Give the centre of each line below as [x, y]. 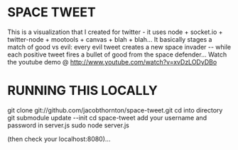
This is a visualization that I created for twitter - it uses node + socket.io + [115, 32]
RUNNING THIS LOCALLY [83, 91]
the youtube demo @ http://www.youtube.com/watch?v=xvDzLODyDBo [112, 62]
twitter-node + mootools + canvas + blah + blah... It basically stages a [110, 39]
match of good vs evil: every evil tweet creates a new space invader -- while [119, 47]
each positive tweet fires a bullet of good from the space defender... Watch [117, 54]
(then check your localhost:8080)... [59, 139]
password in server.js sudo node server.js [68, 125]
